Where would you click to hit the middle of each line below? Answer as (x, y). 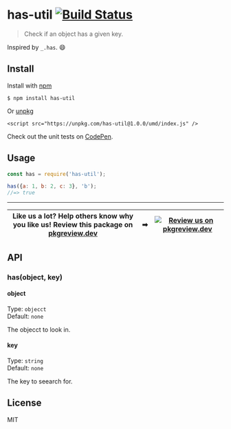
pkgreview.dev (73, 233)
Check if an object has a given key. (74, 34)
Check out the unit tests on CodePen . (60, 136)
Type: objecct (27, 309)
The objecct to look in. (39, 329)
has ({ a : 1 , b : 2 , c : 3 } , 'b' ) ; (52, 186)
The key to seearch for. (40, 381)
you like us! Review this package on (73, 225)
